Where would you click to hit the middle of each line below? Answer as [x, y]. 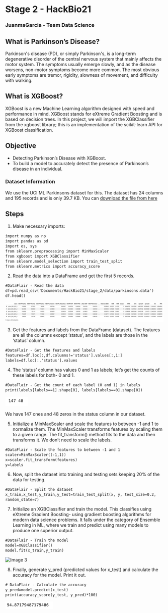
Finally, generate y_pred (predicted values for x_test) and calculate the [85, 570]
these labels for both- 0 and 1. [44, 375]
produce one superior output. [43, 530]
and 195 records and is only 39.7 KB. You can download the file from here [81, 198]
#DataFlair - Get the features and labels [50, 350]
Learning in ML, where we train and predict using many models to [80, 525]
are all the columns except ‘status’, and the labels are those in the [80, 335]
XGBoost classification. [29, 130]
